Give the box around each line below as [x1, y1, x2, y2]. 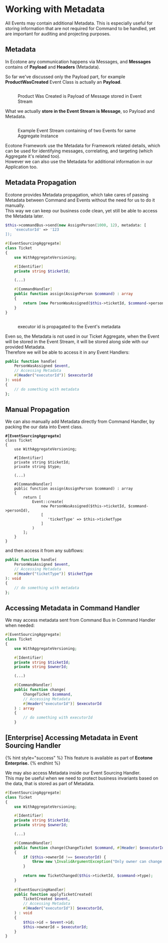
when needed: [5, 622, 35, 628]
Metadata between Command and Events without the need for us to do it [5, 197, 155, 203]
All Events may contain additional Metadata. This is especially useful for [5, 20, 153, 26]
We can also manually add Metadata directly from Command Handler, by [5, 418, 155, 424]
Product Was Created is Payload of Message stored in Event [17, 93, 142, 99]
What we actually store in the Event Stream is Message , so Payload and [5, 108, 155, 114]
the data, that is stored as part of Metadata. [5, 780, 95, 786]
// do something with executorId [23, 715, 93, 720]
